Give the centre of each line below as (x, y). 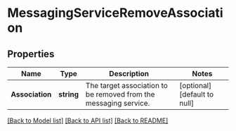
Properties (31, 54)
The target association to (127, 86)
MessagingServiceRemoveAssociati (115, 13)
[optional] (195, 86)
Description (129, 74)
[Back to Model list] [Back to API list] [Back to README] (88, 120)
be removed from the (120, 94)
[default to (196, 94)
